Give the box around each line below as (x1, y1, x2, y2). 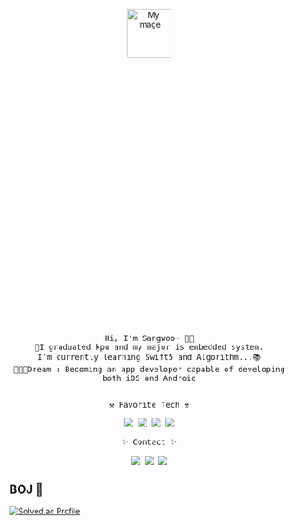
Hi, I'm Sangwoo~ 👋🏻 (104, 333, 195, 343)
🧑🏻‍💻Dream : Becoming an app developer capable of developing (12, 364, 286, 374)
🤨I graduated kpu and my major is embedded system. (34, 342, 265, 352)
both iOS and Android (101, 373, 197, 383)
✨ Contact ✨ (121, 437, 178, 447)
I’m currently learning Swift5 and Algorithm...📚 (36, 352, 262, 362)
